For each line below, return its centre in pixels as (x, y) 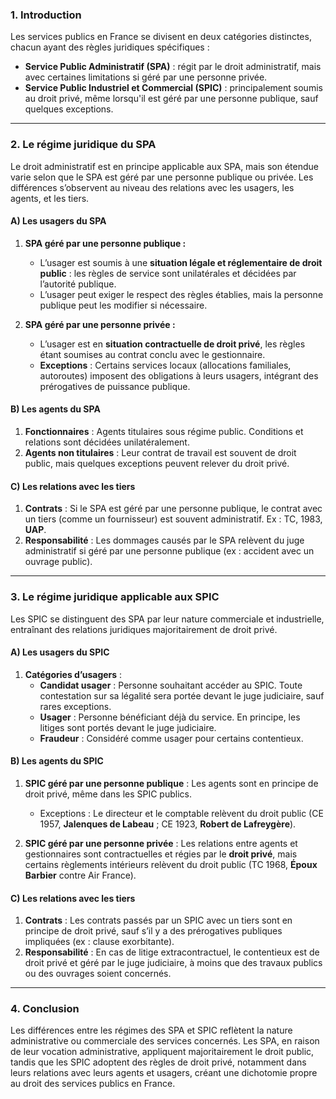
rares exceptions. (75, 706)
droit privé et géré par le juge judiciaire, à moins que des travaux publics (173, 963)
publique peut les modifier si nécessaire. (123, 305)
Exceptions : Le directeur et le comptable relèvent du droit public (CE (181, 813)
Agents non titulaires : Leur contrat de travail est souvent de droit (160, 452)
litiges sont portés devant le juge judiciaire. (128, 727)
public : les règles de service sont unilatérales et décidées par (168, 273)
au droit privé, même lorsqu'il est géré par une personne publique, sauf (171, 99)
